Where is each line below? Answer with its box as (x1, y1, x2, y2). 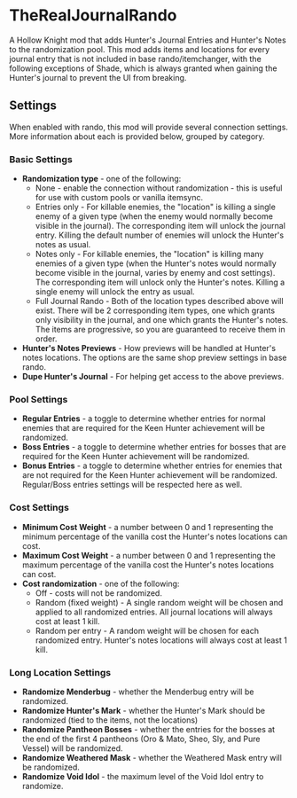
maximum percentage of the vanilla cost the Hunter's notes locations (21, 559, 275, 570)
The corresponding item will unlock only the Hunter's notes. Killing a (35, 277, 285, 288)
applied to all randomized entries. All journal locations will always (35, 606, 273, 617)
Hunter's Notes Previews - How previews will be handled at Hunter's (21, 343, 277, 354)
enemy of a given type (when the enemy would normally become (35, 211, 273, 222)
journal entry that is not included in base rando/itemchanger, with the (9, 53, 262, 64)
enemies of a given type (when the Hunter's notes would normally (35, 258, 277, 269)
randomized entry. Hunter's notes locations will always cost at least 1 (35, 635, 288, 645)
